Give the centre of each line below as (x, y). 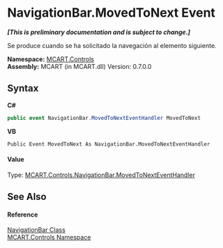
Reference (23, 215)
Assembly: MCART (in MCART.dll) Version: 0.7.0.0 (79, 66)
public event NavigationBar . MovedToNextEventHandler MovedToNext (104, 118)
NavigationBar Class (37, 230)
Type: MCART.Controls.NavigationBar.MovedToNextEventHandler (101, 175)
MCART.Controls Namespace (49, 238)
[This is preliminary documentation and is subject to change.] (99, 32)
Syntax (23, 88)
